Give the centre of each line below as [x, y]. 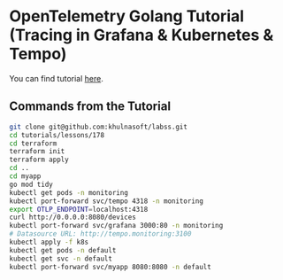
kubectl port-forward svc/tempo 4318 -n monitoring [106, 201]
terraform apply [39, 160]
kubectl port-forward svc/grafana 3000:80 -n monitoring [116, 226]
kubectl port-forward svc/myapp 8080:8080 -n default [111, 267]
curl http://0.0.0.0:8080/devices [73, 218]
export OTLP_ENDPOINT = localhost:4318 [79, 209]
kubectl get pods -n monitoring [69, 192]
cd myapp [25, 176]
